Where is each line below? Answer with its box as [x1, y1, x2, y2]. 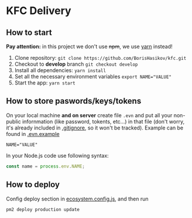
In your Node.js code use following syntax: [6, 152, 109, 159]
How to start [6, 28, 52, 38]
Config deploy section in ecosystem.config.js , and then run [6, 195, 149, 202]
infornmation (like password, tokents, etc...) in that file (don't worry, [22, 118, 185, 125]
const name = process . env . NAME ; [6, 163, 85, 169]
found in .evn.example [6, 130, 60, 137]
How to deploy [6, 180, 60, 190]
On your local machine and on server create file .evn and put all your [6, 111, 173, 118]
